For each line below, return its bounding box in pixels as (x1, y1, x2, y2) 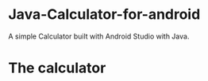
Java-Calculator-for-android (8, 6, 201, 24)
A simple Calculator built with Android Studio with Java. (8, 31, 190, 41)
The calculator (8, 59, 106, 77)
